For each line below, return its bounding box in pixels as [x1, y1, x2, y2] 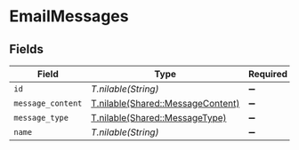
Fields [9, 42, 44, 57]
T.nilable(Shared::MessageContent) [90, 98, 240, 109]
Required [247, 68, 287, 80]
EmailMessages [9, 6, 129, 27]
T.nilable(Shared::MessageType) [90, 112, 227, 123]
